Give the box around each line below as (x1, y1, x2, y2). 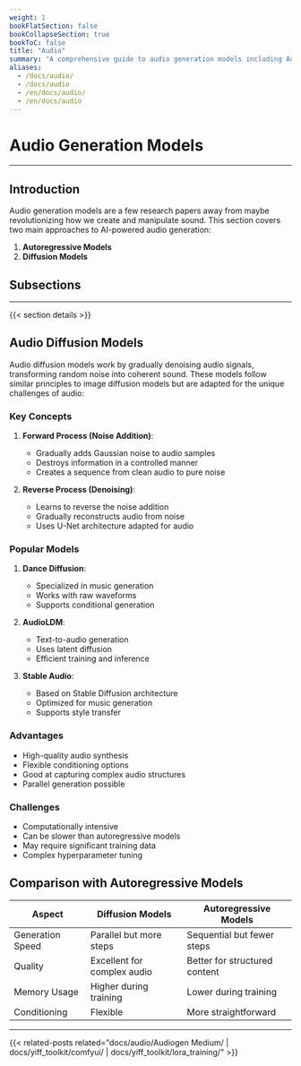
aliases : (9, 64, 42, 73)
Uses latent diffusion (35, 644, 113, 655)
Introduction (9, 181, 81, 197)
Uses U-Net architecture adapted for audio (35, 520, 194, 531)
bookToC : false (9, 38, 66, 47)
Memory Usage (13, 985, 79, 998)
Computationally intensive (21, 821, 119, 831)
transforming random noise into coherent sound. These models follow (9, 368, 267, 379)
